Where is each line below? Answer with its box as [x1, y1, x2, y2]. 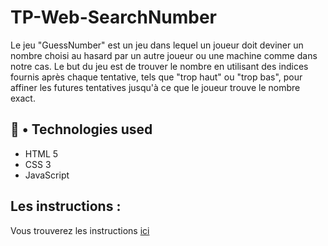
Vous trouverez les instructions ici [10, 224, 150, 236]
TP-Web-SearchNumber [10, 6, 217, 29]
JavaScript [24, 169, 70, 181]
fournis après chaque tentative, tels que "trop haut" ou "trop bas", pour [10, 71, 303, 83]
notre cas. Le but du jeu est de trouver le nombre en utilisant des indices [10, 60, 309, 72]
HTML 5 [24, 147, 59, 160]
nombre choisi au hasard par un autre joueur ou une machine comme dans [10, 49, 318, 61]
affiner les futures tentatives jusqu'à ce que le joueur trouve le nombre [10, 81, 301, 93]
